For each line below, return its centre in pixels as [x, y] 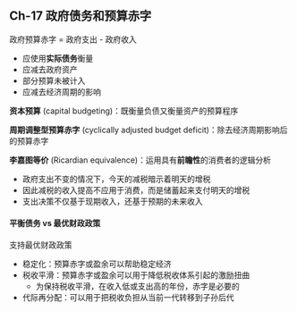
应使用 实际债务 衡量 [58, 58]
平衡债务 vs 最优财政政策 [55, 223]
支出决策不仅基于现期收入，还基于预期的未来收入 [112, 201]
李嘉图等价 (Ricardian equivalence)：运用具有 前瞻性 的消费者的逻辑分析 [140, 160]
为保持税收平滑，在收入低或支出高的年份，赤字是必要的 [137, 286]
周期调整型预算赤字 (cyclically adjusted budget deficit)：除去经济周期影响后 [148, 130]
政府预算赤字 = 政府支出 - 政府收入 [73, 39]
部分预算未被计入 [54, 80]
